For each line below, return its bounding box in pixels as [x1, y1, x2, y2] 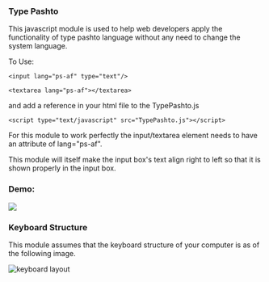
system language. [8, 41, 68, 51]
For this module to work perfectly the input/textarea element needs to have [8, 131, 258, 141]
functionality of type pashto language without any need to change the [8, 32, 241, 42]
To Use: [8, 57, 35, 66]
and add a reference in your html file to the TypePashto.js [8, 101, 200, 111]
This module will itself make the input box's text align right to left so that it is [8, 155, 261, 165]
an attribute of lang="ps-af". [8, 139, 103, 149]
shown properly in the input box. [8, 163, 116, 173]
